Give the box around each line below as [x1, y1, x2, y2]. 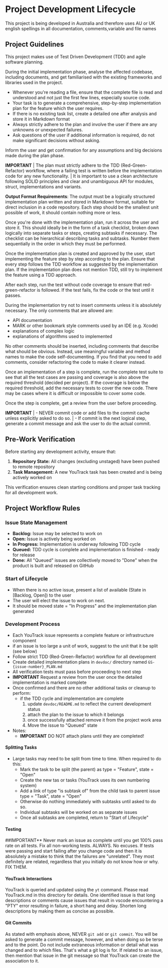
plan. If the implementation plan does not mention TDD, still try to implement [5, 266, 162, 273]
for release [12, 552, 35, 558]
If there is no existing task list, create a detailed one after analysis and [12, 110, 157, 116]
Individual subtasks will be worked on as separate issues [20, 809, 137, 815]
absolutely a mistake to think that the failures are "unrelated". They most [5, 853, 154, 860]
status [27, 706, 41, 712]
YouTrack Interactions [5, 875, 53, 881]
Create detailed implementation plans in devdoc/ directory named [12, 659, 147, 665]
